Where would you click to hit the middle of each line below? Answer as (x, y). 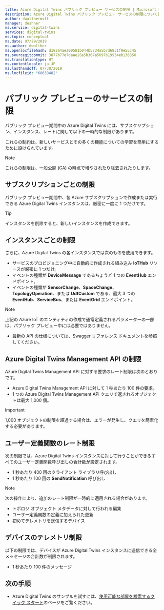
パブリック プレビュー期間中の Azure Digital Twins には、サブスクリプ (75, 125)
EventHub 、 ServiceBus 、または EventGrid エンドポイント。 (74, 300)
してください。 (27, 342)
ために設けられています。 (31, 148)
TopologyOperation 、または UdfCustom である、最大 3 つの (73, 294)
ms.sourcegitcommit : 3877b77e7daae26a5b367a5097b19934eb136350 (71, 55)
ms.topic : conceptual (27, 37)
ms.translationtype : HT (29, 60)
